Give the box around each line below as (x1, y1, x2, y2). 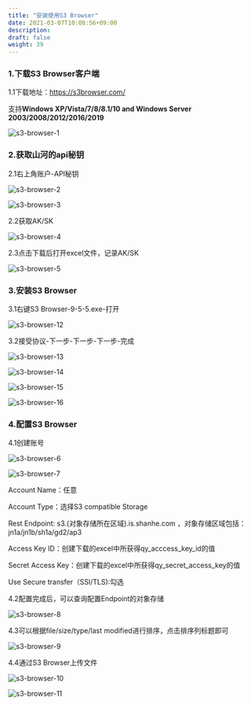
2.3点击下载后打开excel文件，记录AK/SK (8, 248, 140, 257)
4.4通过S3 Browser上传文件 (8, 658, 98, 667)
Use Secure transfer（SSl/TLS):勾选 (8, 578, 124, 587)
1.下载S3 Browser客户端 (8, 68, 100, 79)
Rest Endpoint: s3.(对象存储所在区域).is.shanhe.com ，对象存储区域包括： (8, 519, 246, 528)
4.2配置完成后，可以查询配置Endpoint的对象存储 (8, 594, 165, 603)
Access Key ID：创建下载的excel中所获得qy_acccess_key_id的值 (8, 544, 216, 553)
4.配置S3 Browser (8, 419, 78, 430)
